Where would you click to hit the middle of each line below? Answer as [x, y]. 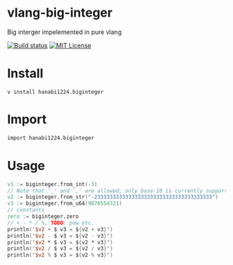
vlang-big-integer [60, 13]
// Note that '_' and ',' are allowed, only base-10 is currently [105, 191]
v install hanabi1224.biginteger [55, 92]
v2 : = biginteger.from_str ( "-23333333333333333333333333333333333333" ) [113, 197]
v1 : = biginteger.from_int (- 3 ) [52, 184]
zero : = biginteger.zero [43, 216]
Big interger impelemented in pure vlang [64, 32]
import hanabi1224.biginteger [51, 138]
